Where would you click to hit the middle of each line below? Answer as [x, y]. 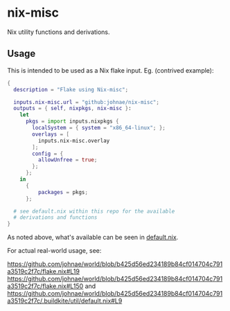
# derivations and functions [55, 217]
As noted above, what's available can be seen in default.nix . [93, 238]
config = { [48, 154]
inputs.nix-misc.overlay [74, 141]
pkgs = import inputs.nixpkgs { [72, 122]
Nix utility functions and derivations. [59, 32]
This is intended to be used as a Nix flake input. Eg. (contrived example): [110, 70]
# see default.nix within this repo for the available [94, 211]
